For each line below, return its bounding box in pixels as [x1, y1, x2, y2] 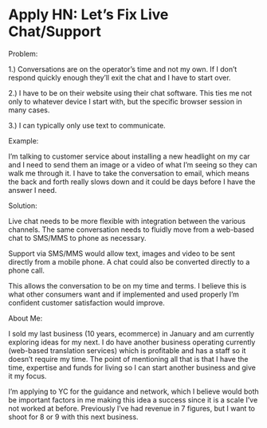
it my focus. [8, 371, 47, 380]
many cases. [8, 105, 50, 115]
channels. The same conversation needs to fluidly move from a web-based [8, 225, 255, 234]
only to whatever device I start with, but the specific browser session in [8, 96, 242, 106]
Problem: [8, 49, 38, 58]
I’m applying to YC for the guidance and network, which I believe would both [8, 387, 259, 396]
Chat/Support [8, 22, 101, 41]
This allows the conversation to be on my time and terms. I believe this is [8, 281, 247, 290]
